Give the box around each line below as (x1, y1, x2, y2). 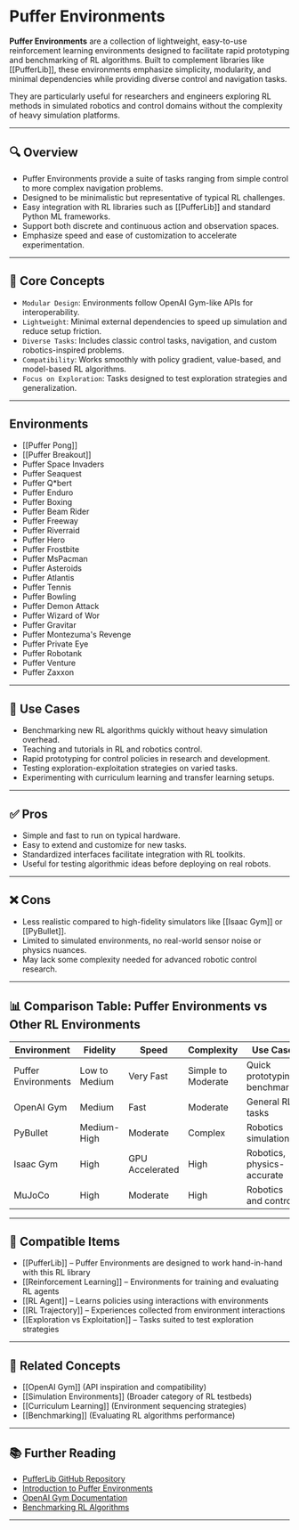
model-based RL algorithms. (21, 363, 127, 374)
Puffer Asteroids (21, 563, 83, 574)
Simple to (188, 1064, 228, 1077)
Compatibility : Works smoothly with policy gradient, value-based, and (21, 354, 282, 364)
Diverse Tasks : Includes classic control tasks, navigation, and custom (21, 335, 278, 346)
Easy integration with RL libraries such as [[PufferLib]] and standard (21, 201, 271, 212)
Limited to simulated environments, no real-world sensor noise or (21, 935, 262, 946)
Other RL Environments (9, 1017, 141, 1032)
